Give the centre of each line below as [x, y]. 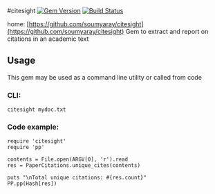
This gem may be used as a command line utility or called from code [105, 77]
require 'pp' [26, 148]
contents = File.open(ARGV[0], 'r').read [68, 159]
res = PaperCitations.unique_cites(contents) [74, 166]
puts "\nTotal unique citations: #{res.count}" [77, 178]
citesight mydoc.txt [37, 110]
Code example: [33, 127]
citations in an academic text [48, 39]
